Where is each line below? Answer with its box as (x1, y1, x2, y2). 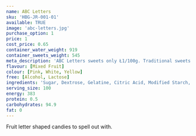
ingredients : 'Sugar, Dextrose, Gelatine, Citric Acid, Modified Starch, (6, 80, 191, 86)
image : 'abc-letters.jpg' (6, 25, 69, 31)
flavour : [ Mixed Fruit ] (6, 63, 65, 69)
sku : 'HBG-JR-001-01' (6, 14, 59, 20)
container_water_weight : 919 (6, 47, 78, 53)
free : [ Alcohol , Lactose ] (6, 74, 69, 80)
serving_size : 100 (6, 85, 51, 91)
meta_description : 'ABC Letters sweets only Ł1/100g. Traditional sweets (6, 58, 191, 64)
